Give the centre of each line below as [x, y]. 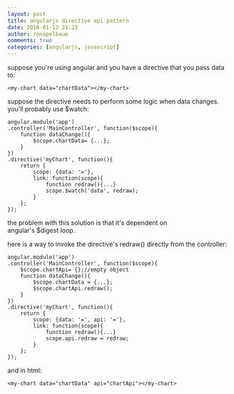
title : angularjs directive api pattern [68, 21]
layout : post [27, 14]
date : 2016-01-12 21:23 [43, 27]
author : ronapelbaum [38, 34]
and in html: [25, 370]
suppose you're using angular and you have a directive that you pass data [116, 67]
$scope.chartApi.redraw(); [73, 288]
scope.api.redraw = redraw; [87, 338]
